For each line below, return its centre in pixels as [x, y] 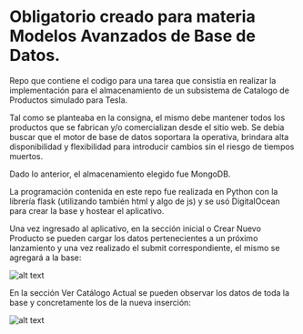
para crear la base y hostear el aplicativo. [87, 210]
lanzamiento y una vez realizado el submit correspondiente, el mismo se [145, 248]
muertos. [26, 156]
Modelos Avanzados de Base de [133, 36]
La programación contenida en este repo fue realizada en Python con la [144, 191]
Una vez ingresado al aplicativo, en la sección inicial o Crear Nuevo [136, 228]
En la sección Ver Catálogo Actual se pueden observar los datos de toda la [149, 292]
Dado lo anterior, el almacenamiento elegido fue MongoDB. [120, 174]
